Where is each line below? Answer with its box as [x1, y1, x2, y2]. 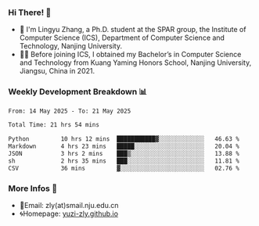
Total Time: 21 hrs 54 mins [8, 121, 100, 129]
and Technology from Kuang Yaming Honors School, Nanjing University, [19, 58, 252, 67]
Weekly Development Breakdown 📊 [8, 86, 147, 97]
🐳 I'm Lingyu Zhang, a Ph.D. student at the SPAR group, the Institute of [19, 25, 246, 34]
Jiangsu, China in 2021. [19, 66, 95, 76]
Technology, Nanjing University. [19, 41, 123, 51]
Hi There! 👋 [8, 7, 52, 18]
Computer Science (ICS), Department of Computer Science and [19, 33, 225, 42]
